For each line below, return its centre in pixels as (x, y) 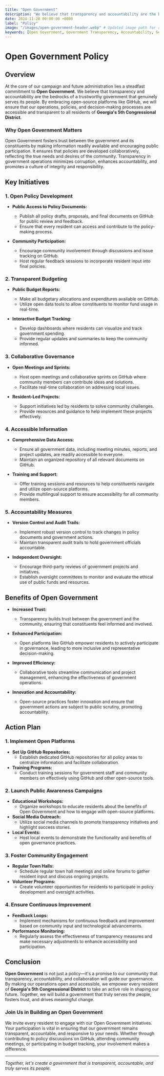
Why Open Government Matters (44, 130)
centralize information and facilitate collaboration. (69, 762)
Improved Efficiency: (34, 662)
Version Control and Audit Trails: (46, 523)
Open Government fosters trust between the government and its (70, 141)
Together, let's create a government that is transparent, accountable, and (79, 1063)
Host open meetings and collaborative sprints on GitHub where (83, 376)
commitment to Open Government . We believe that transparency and (75, 91)
